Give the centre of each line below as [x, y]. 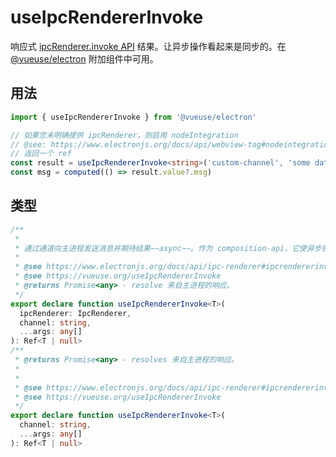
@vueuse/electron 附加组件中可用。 [84, 58]
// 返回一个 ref [41, 154]
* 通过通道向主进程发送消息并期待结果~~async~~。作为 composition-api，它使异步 [168, 248]
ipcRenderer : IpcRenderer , [75, 313]
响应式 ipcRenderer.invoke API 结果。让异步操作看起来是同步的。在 [148, 46]
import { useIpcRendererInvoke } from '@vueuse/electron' [133, 117]
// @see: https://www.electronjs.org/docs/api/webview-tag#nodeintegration [171, 144]
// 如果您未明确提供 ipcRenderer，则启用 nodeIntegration [124, 135]
